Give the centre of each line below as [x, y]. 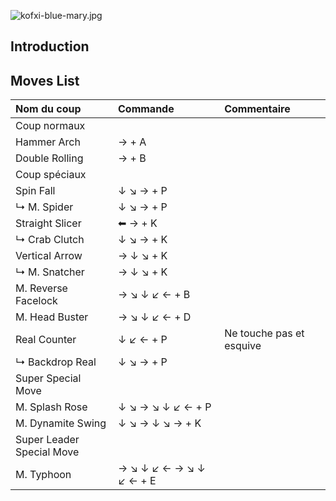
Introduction [50, 46]
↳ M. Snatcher [50, 272]
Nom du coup [48, 109]
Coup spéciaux [51, 175]
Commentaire [257, 109]
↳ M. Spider [44, 207]
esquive [243, 346]
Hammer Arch [48, 142]
